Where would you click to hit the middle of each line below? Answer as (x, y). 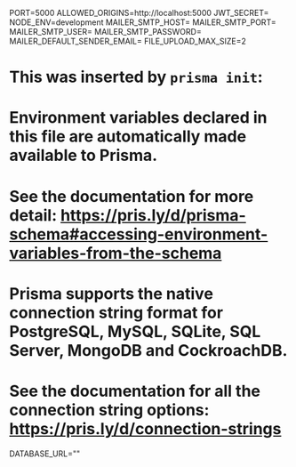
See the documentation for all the (135, 391)
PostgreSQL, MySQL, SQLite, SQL (135, 331)
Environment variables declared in (138, 118)
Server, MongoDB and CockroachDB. (148, 350)
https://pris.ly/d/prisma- (153, 215)
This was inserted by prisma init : (136, 77)
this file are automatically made (128, 137)
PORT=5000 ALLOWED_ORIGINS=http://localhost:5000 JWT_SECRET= (139, 13)
